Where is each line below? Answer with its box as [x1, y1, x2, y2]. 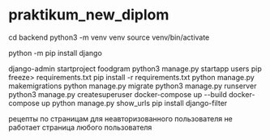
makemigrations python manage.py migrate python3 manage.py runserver [8, 81, 257, 91]
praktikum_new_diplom [8, 6, 169, 24]
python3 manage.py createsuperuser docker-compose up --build [8, 89, 227, 99]
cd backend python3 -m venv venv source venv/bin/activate [8, 32, 210, 42]
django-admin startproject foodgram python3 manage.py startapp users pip [8, 63, 262, 74]
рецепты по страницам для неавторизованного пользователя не [8, 113, 234, 123]
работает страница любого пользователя [8, 122, 152, 132]
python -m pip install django [8, 48, 103, 57]
